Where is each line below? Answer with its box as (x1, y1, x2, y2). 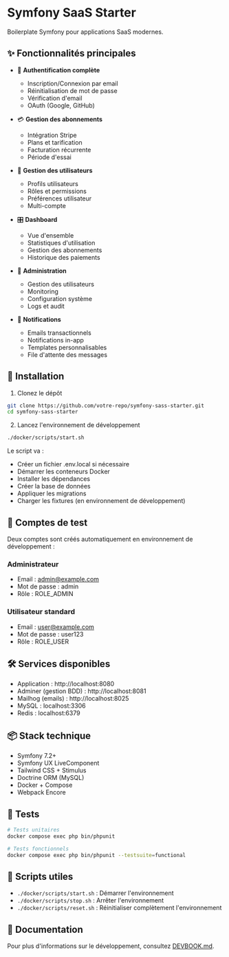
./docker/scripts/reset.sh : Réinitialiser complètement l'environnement (17, 904, 222, 912)
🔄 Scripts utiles (7, 870, 74, 883)
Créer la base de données (17, 482, 91, 491)
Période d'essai (27, 153, 72, 161)
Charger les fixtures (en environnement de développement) (17, 497, 186, 505)
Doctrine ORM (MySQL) (17, 774, 85, 782)
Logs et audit (27, 302, 65, 310)
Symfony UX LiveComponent (17, 759, 100, 768)
